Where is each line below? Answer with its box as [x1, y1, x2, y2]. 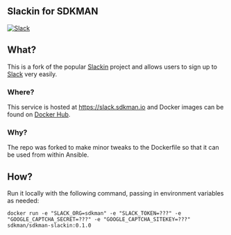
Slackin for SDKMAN [7, 6, 99, 17]
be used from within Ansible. [7, 150, 89, 159]
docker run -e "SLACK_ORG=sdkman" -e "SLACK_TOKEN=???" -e [7, 210, 182, 217]
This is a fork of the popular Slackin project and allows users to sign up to [7, 62, 217, 71]
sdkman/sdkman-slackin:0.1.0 [7, 222, 92, 229]
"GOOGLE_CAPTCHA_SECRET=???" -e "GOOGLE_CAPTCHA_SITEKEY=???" [7, 216, 191, 223]
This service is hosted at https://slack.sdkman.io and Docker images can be [7, 103, 224, 111]
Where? [7, 87, 35, 96]
